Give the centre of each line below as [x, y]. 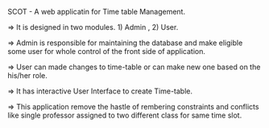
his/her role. [27, 75]
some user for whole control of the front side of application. [107, 51]
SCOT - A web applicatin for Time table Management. [97, 12]
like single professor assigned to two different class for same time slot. [125, 115]
